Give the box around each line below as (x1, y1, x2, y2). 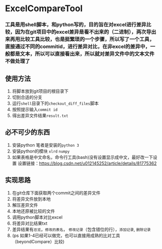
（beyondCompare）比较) (12, 238, 65, 244)
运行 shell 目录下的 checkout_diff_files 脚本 (12, 100, 99, 106)
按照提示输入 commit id (12, 106, 58, 112)
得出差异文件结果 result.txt (12, 113, 69, 118)
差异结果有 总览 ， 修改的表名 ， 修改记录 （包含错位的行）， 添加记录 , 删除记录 (12, 226, 151, 232)
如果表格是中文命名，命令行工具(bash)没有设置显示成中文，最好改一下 (12, 154, 153, 160)
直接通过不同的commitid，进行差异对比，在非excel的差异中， (5, 43, 150, 50)
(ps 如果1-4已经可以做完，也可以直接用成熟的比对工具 (12, 232, 120, 238)
